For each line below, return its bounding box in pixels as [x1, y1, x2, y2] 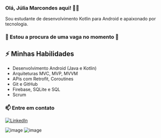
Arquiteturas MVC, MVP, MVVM [12, 71, 78, 77]
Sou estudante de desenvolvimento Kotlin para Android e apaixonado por [5, 16, 156, 22]
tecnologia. [5, 21, 28, 27]
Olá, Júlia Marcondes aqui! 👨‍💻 [5, 4, 79, 11]
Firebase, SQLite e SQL [12, 87, 60, 93]
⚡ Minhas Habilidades [5, 49, 74, 58]
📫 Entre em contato [5, 104, 55, 111]
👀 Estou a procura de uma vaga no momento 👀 [5, 33, 119, 40]
